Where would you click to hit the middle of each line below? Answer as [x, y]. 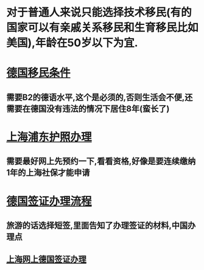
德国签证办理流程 [49, 201]
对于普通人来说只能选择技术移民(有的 [99, 12]
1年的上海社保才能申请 [48, 173]
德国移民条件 [39, 73]
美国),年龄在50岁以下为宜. [72, 43]
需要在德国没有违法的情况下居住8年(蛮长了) [88, 109]
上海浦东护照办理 [49, 137]
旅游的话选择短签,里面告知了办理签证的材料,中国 [97, 225]
